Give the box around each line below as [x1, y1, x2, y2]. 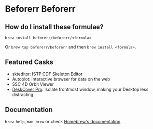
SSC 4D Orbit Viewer [12, 81, 54, 87]
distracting [12, 91, 34, 97]
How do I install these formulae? [5, 23, 104, 31]
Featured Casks [5, 58, 54, 66]
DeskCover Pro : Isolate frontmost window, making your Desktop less [12, 86, 149, 92]
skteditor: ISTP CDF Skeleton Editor [12, 71, 83, 77]
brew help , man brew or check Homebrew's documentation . [5, 118, 122, 124]
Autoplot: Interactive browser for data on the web [12, 76, 110, 82]
